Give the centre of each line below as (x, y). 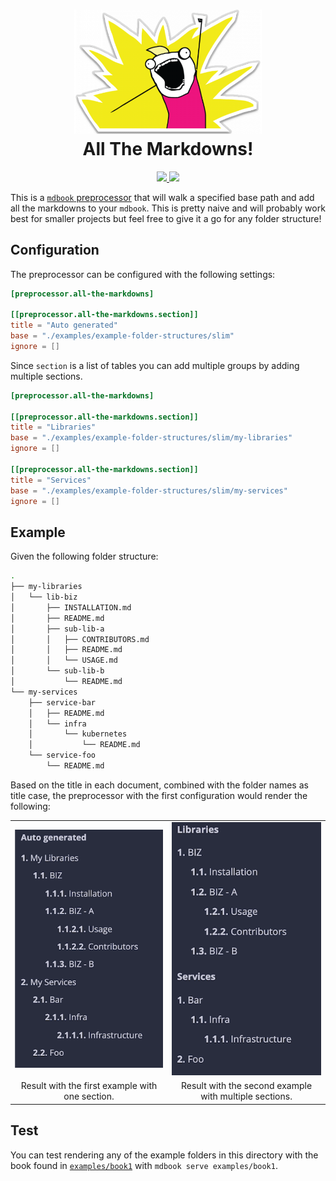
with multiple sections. (246, 1096)
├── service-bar (62, 702)
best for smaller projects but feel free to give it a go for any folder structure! (166, 218)
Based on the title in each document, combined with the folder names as (159, 785)
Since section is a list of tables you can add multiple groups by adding (155, 365)
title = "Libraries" (53, 427)
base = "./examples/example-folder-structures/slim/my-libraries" (151, 438)
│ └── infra (57, 724)
